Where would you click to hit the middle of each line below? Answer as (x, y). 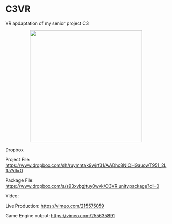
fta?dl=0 (14, 170)
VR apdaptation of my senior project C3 (47, 23)
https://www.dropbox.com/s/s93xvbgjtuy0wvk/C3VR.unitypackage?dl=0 (82, 186)
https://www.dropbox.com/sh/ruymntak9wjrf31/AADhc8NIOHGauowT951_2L (86, 165)
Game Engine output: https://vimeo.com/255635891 (60, 215)
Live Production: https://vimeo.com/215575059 (55, 206)
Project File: (18, 159)
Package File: (20, 180)
